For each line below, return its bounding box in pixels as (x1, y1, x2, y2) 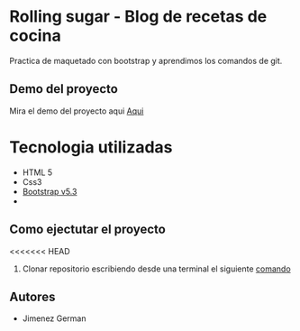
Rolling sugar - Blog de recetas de (9, 6, 268, 27)
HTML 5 (22, 167, 53, 178)
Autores (9, 289, 56, 304)
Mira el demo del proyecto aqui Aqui (9, 106, 144, 116)
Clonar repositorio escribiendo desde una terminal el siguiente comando (22, 263, 291, 274)
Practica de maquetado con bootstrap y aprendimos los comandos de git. (9, 55, 283, 66)
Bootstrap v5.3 (22, 186, 77, 197)
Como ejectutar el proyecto (9, 222, 167, 237)
